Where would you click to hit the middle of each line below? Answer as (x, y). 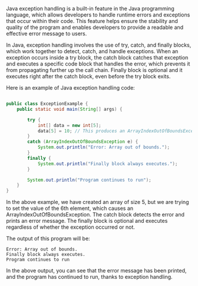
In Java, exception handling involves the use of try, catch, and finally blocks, (99, 45)
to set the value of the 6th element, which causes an (70, 208)
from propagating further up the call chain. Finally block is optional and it (94, 70)
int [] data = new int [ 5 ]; (69, 125)
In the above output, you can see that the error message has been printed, (96, 271)
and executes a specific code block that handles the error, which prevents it (98, 64)
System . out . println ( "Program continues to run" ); (89, 180)
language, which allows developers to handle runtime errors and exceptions (98, 15)
